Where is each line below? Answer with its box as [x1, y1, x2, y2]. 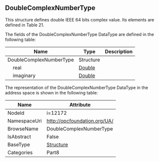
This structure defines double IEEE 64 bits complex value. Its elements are [5, 17, 155, 22]
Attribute [69, 101, 91, 108]
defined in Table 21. [5, 22, 45, 28]
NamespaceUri [7, 117, 42, 124]
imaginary [13, 72, 36, 79]
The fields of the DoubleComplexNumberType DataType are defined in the [5, 31, 155, 37]
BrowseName [7, 125, 39, 132]
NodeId [7, 109, 24, 116]
